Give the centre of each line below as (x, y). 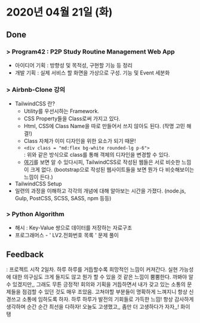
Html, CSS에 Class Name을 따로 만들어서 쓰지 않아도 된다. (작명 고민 (104, 126)
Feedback (25, 254)
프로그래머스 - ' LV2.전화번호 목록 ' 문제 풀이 (67, 235)
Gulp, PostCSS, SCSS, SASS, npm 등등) (63, 198)
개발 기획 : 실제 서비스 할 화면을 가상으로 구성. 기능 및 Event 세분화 (92, 73)
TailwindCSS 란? (35, 104)
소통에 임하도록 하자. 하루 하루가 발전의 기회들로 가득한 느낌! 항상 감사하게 (108, 299)
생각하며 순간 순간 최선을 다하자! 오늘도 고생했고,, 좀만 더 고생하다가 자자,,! (93, 307)
